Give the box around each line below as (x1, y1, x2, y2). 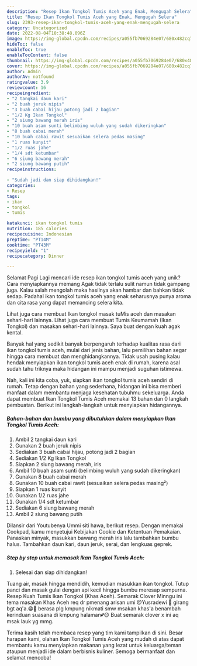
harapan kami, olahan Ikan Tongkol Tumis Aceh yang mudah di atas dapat (6, 636, 185, 643)
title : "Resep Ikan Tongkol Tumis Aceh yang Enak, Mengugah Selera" (6, 14, 177, 20)
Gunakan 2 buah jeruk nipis (15, 442, 81, 449)
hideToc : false (6, 42, 44, 47)
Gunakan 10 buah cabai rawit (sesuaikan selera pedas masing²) (15, 480, 168, 487)
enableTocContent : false (6, 52, 67, 58)
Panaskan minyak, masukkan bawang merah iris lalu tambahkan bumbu (6, 534, 179, 542)
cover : (6, 63, 23, 69)
